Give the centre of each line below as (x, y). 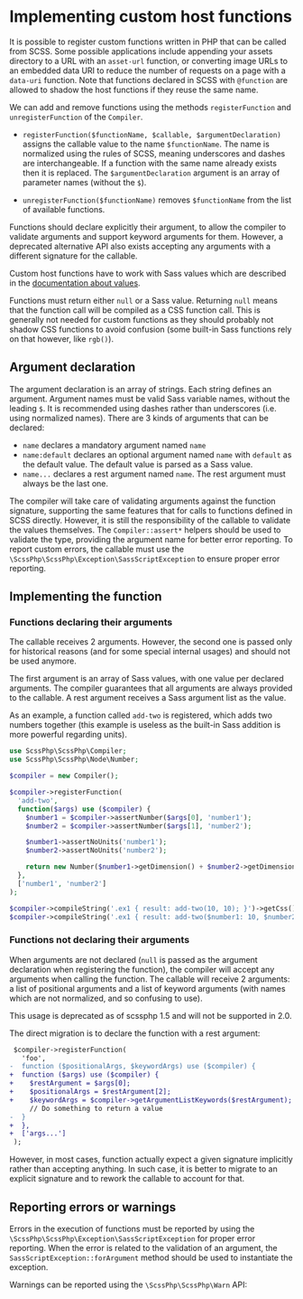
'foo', (34, 1058)
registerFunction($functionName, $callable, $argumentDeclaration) (151, 135)
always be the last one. (65, 483)
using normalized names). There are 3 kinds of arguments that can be (139, 418)
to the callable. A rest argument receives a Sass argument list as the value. (148, 698)
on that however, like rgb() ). (62, 339)
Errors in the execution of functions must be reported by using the (132, 1229)
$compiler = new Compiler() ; (64, 776)
